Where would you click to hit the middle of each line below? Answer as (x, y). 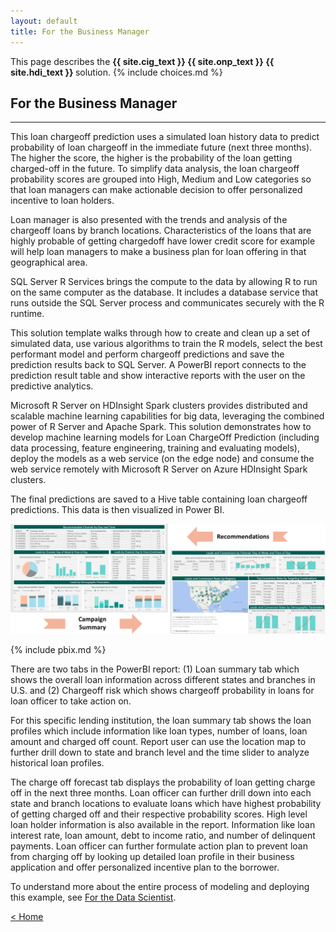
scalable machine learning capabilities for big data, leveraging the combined (167, 416)
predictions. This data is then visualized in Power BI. (117, 510)
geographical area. (49, 262)
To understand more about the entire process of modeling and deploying (160, 886)
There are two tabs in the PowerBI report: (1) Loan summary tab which (155, 669)
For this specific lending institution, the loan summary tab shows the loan (161, 720)
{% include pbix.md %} (58, 649)
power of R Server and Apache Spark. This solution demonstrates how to (161, 427)
